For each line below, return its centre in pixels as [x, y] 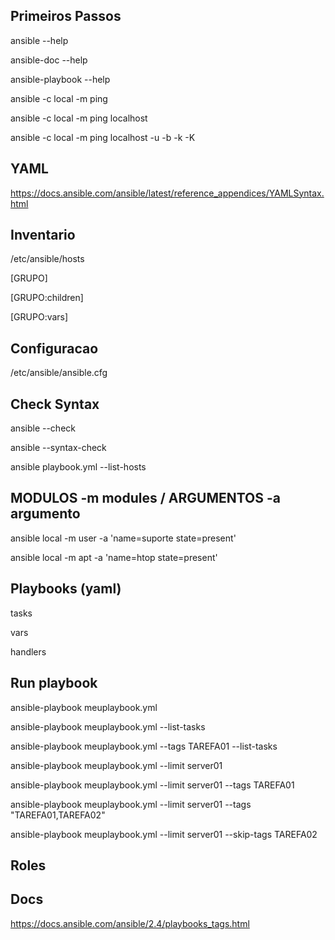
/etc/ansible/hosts [47, 259]
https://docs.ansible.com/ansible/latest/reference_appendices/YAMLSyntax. [167, 193]
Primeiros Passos [66, 16]
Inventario [43, 235]
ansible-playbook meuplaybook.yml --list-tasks [108, 726]
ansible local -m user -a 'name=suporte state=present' [123, 538]
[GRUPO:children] [47, 298]
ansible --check [43, 428]
